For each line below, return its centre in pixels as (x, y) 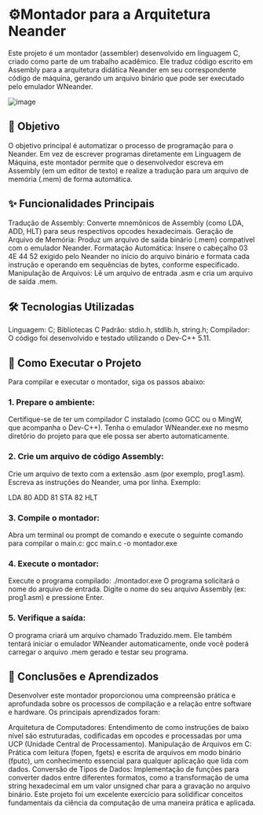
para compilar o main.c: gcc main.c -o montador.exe (93, 543)
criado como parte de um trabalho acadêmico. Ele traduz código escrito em (131, 61)
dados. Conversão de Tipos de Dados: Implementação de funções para (124, 769)
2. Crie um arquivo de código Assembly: (86, 457)
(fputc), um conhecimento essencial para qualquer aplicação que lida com (128, 761)
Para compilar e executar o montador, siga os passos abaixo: (107, 382)
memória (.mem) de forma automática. (71, 179)
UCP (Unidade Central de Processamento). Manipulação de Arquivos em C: (130, 744)
